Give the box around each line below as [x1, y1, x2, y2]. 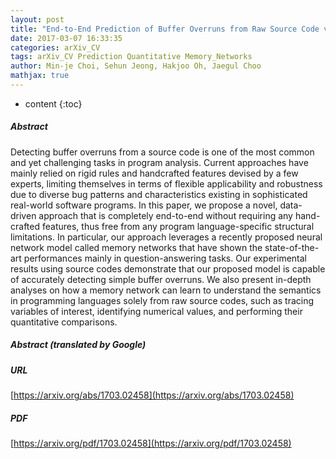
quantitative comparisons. [10, 316, 118, 328]
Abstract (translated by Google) [10, 339, 147, 351]
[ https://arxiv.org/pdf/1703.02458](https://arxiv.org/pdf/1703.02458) [10, 437, 292, 450]
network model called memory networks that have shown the [10, 241, 263, 253]
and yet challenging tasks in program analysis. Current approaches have [10, 156, 309, 168]
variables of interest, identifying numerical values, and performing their [10, 305, 303, 317]
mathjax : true [10, 71, 70, 81]
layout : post [10, 14, 65, 25]
